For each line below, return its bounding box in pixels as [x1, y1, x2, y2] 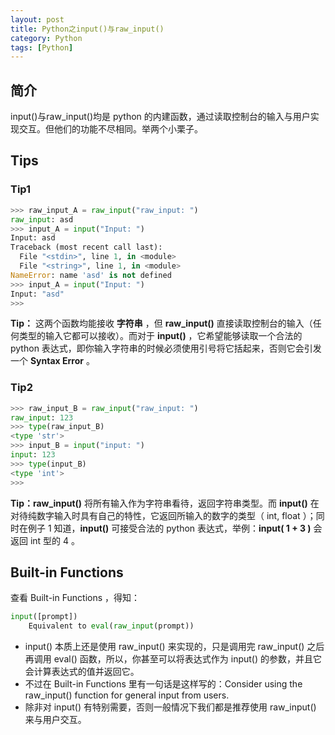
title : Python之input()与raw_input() [10, 24, 165, 34]
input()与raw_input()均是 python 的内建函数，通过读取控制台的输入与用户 [10, 111, 311, 123]
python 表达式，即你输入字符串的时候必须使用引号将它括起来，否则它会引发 [10, 342, 322, 355]
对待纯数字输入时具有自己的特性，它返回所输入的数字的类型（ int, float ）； [10, 509, 317, 521]
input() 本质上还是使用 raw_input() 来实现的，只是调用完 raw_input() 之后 [24, 641, 325, 653]
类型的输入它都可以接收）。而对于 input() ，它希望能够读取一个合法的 [18, 330, 303, 342]
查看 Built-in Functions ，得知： [10, 592, 141, 604]
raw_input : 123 [10, 412, 74, 423]
